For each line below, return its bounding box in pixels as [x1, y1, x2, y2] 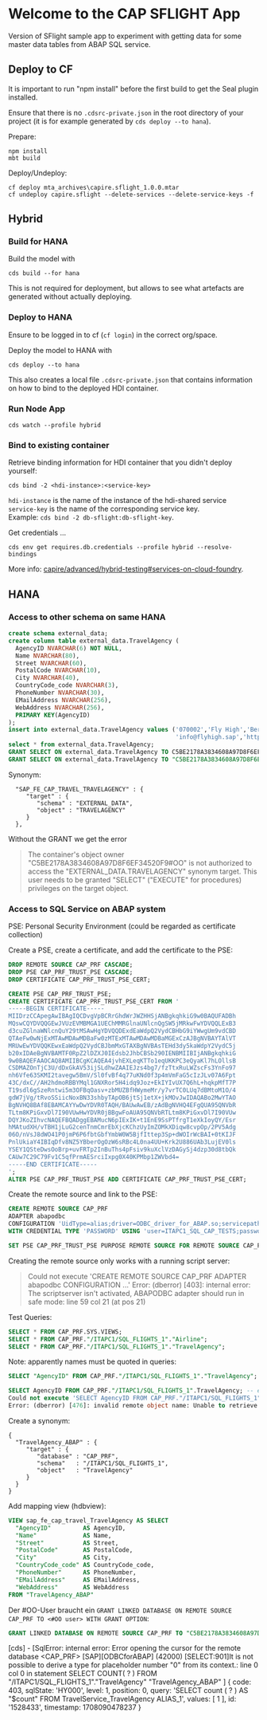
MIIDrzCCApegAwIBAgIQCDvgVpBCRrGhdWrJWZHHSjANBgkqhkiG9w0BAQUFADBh [8, 1012, 237, 1020]
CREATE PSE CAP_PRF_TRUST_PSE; [8, 990, 112, 998]
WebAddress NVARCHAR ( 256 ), [15, 703, 105, 712]
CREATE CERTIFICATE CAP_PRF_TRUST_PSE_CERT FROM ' [8, 997, 180, 1005]
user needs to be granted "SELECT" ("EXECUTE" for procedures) [27, 874, 242, 885]
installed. [8, 92, 38, 102]
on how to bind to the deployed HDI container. [8, 383, 159, 393]
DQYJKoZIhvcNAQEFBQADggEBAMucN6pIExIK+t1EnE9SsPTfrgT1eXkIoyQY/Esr [8, 1116, 237, 1124]
